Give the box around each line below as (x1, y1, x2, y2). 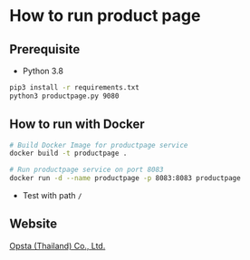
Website (9, 217, 57, 232)
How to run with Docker (9, 117, 145, 132)
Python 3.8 (22, 65, 63, 76)
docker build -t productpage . (9, 149, 128, 159)
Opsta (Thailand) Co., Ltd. (9, 240, 106, 251)
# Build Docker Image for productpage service (9, 140, 188, 149)
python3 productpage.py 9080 (9, 91, 120, 101)
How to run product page (9, 5, 201, 26)
